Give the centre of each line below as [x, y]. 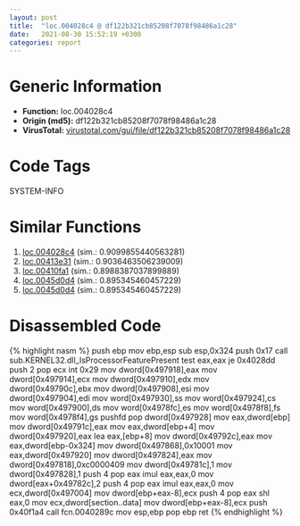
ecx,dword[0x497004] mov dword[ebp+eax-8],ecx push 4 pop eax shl [140, 493]
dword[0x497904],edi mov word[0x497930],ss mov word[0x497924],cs [143, 398]
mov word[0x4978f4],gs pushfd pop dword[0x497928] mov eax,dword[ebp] [150, 417]
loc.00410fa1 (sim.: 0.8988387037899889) [101, 271]
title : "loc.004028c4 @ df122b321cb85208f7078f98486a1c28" [124, 26]
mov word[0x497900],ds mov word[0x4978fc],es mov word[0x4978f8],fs [145, 408]
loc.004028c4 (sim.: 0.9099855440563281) [104, 252]
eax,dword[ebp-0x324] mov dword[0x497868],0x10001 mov [121, 446]
